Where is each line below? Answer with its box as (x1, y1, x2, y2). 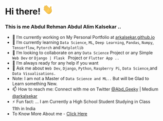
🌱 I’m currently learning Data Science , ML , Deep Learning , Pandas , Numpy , (12, 39, 154, 45)
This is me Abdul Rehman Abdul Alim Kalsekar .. (5, 23, 122, 30)
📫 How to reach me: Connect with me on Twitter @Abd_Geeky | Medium (12, 86, 159, 92)
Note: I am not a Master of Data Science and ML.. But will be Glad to (12, 76, 149, 82)
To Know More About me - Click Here (12, 111, 88, 117)
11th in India (12, 106, 36, 112)
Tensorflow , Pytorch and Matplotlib (12, 45, 84, 51)
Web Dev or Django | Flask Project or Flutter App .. (12, 55, 120, 61)
